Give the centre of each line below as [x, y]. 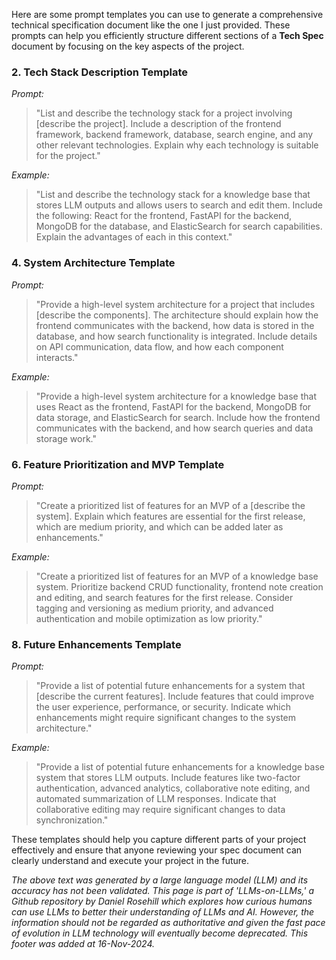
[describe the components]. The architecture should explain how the [177, 315]
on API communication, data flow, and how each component [159, 346]
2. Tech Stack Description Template [99, 72]
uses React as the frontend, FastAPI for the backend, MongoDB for [173, 406]
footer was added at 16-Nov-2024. [83, 944]
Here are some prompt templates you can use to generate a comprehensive [167, 14]
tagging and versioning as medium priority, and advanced [154, 608]
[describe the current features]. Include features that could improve [175, 696]
